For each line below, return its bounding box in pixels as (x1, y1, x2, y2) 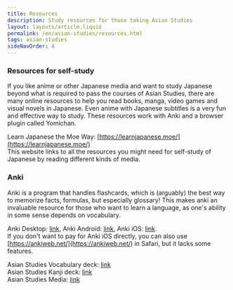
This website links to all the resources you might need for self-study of (7, 148, 212, 156)
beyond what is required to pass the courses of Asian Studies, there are (7, 89, 215, 98)
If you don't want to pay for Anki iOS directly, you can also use (7, 232, 188, 240)
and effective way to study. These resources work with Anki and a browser (7, 111, 224, 120)
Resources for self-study (7, 66, 95, 76)
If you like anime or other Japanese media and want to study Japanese (7, 82, 213, 90)
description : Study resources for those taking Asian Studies (7, 17, 193, 24)
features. (7, 247, 34, 255)
